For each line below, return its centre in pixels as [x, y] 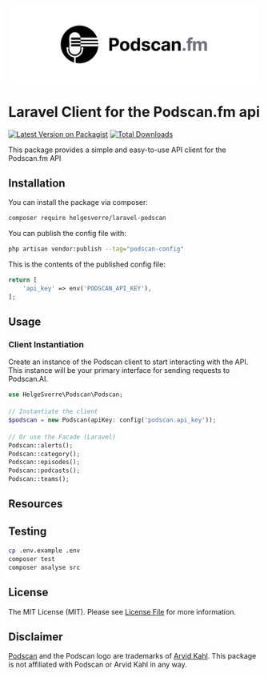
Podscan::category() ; [44, 454]
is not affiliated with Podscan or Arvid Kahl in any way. [98, 665]
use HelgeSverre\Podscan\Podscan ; [66, 395]
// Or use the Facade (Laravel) [62, 437]
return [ [23, 280]
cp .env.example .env [44, 551]
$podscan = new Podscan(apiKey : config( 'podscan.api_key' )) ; [112, 420]
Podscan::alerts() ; [41, 445]
